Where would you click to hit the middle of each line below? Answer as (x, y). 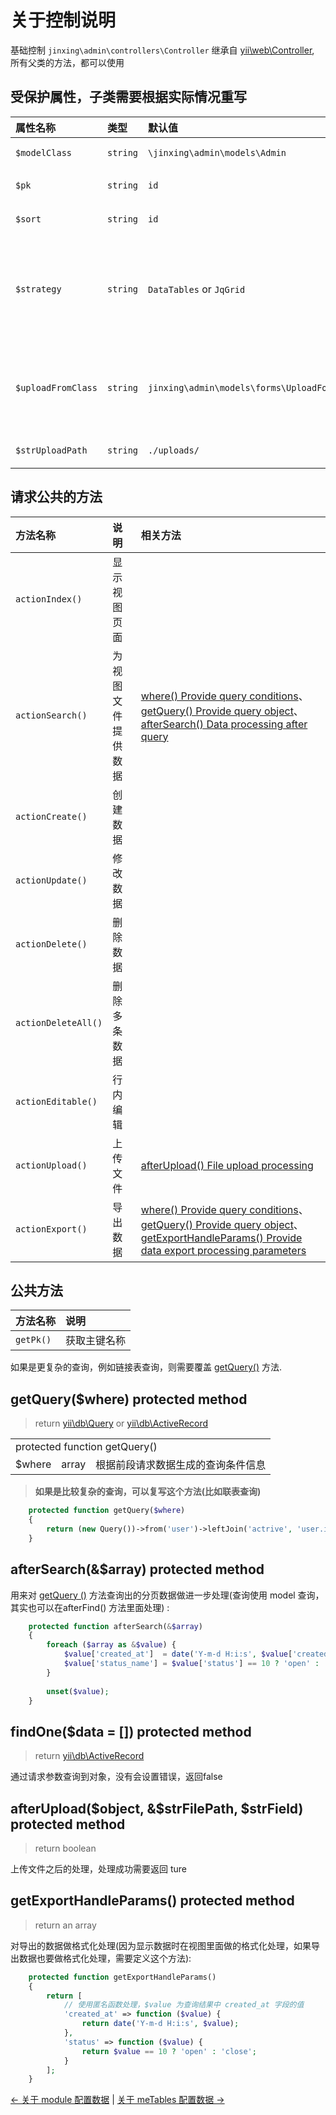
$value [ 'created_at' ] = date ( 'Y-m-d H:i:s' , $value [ (178, 1654)
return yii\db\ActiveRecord (89, 1756)
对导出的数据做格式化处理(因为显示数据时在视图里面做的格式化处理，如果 (161, 1945)
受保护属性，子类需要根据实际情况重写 (128, 97)
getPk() (33, 1340)
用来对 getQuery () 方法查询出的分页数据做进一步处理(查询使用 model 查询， (167, 1595)
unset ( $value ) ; (78, 1691)
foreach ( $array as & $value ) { (111, 1645)
